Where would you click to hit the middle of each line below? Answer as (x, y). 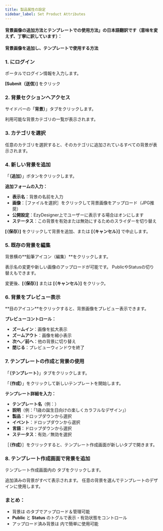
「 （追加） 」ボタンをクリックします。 (41, 176)
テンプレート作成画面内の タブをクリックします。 (54, 470)
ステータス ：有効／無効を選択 (42, 434)
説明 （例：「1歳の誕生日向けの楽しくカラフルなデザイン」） (70, 410)
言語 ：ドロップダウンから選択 (42, 428)
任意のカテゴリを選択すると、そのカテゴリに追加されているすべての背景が (79, 144)
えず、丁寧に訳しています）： (33, 36)
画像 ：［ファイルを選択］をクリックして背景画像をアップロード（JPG (81, 203)
